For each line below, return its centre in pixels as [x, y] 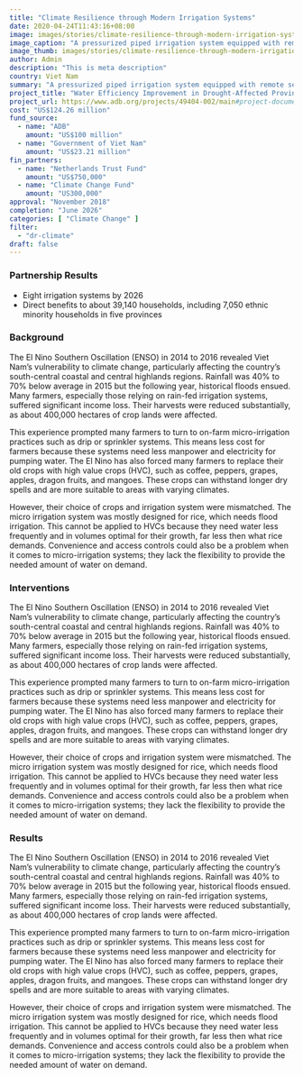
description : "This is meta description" [88, 68]
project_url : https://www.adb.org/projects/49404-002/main [123, 101]
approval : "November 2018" [60, 202]
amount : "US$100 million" [74, 135]
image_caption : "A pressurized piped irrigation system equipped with [145, 43]
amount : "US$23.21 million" [78, 151]
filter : [24, 227]
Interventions [40, 588]
